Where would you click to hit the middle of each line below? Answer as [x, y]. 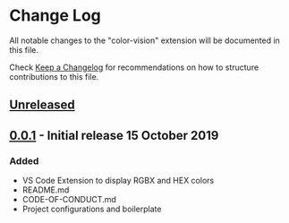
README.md [46, 190]
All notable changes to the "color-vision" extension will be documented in [144, 40]
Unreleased [42, 105]
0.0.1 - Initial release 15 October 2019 [114, 135]
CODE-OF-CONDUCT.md [69, 200]
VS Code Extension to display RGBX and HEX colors [118, 181]
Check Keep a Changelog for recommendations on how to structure [134, 67]
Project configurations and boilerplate [92, 209]
